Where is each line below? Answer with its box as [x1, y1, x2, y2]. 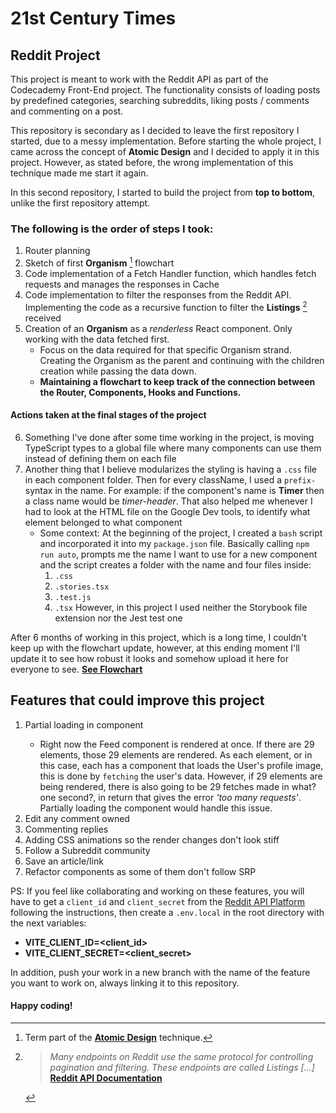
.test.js [54, 592, 92, 602]
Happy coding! [10, 1000, 73, 1012]
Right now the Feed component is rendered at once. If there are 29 [39, 738, 315, 750]
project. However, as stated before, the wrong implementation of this [10, 157, 294, 168]
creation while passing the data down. [39, 365, 197, 377]
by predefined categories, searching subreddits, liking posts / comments [10, 95, 310, 106]
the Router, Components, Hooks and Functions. [39, 386, 242, 398]
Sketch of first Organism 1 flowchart [24, 255, 175, 269]
